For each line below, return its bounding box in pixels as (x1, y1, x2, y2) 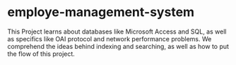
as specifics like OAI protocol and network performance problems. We (7, 34, 212, 43)
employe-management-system (7, 4, 195, 20)
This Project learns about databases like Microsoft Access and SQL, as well (7, 27, 227, 36)
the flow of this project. (7, 50, 76, 58)
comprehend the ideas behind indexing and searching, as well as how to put (7, 42, 230, 50)
